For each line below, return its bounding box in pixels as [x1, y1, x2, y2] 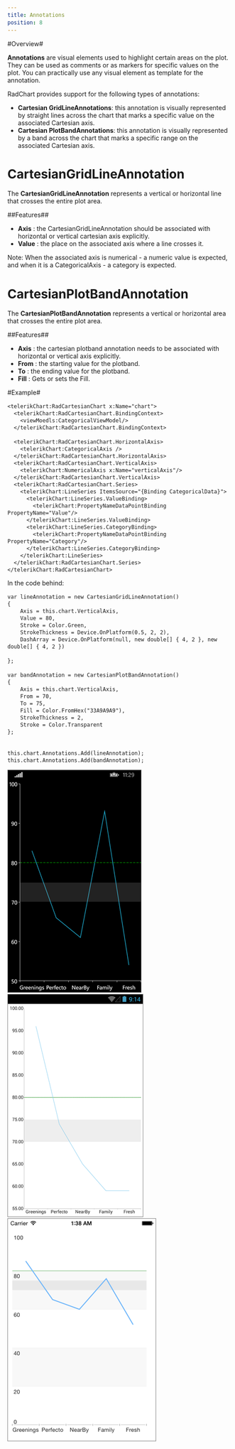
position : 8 [7, 18, 43, 26]
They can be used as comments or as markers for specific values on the [7, 60, 219, 69]
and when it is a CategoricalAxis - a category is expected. [7, 261, 177, 269]
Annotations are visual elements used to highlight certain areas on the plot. [7, 53, 229, 62]
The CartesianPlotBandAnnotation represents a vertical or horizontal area [7, 309, 226, 318]
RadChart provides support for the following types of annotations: [7, 90, 200, 98]
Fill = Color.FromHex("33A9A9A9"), [20, 707, 126, 714]
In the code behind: [7, 579, 65, 588]
